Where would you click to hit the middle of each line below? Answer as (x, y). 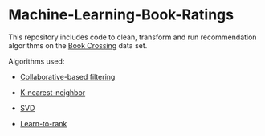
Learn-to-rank (43, 123)
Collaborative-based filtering (67, 76)
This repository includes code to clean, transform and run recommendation (132, 37)
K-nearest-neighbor (53, 92)
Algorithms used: (37, 61)
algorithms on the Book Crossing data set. (78, 45)
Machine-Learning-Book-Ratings (121, 15)
